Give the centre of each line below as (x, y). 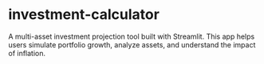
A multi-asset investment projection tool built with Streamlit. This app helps (132, 36)
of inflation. (27, 53)
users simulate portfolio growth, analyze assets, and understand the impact (132, 44)
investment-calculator (84, 15)
